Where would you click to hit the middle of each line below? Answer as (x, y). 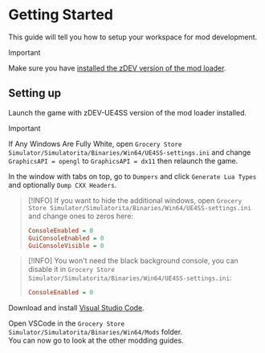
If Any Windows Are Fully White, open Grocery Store (95, 144)
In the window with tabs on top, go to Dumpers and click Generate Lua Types (132, 176)
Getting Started (61, 15)
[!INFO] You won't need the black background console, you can (133, 261)
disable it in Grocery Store (71, 270)
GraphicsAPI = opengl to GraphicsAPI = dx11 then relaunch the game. (123, 160)
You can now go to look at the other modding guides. (96, 341)
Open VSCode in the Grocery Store (67, 323)
